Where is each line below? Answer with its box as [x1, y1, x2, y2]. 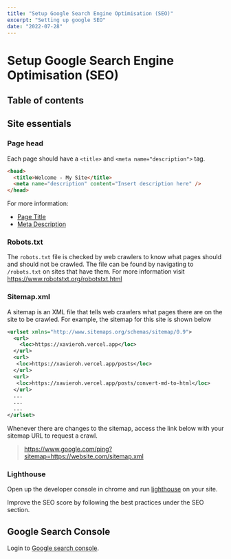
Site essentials [7, 118, 72, 130]
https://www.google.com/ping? [23, 445, 112, 453]
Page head [7, 139, 43, 148]
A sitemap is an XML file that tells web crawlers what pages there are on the [7, 307, 223, 316]
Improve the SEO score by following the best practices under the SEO [7, 498, 204, 507]
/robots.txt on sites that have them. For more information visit [7, 267, 185, 276]
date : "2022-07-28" [7, 23, 63, 30]
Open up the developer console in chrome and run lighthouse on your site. [7, 485, 218, 494]
